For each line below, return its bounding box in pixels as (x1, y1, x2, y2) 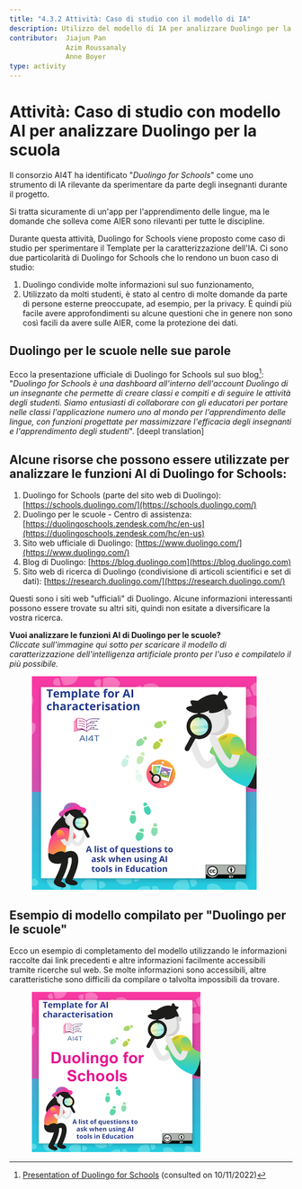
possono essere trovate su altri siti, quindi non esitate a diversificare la (9, 603, 271, 614)
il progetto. (9, 189, 49, 200)
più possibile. (9, 659, 58, 670)
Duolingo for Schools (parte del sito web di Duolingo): (22, 490, 222, 501)
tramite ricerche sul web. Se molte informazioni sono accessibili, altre (9, 964, 267, 975)
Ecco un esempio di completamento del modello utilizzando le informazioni (9, 945, 288, 956)
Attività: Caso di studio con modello (9, 102, 281, 122)
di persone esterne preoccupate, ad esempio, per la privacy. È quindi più (22, 297, 292, 309)
